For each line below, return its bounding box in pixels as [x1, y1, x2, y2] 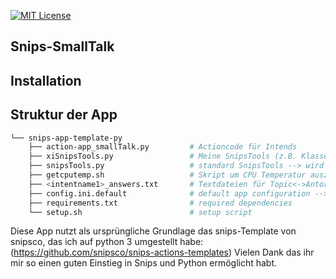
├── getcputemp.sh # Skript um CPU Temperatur [28, 170, 307, 180]
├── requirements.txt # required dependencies [28, 198, 293, 208]
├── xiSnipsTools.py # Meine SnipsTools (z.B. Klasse [28, 151, 329, 162]
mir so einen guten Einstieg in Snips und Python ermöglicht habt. [10, 257, 278, 269]
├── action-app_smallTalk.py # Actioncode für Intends [28, 142, 298, 152]
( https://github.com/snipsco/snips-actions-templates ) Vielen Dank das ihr [10, 246, 315, 259]
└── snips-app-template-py [10, 133, 123, 143]
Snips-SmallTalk [10, 38, 115, 55]
